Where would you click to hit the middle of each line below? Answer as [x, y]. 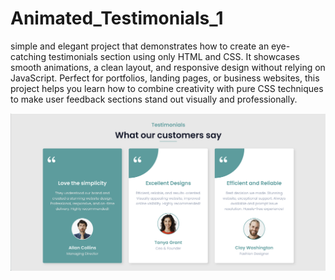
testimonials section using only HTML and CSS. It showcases [174, 56]
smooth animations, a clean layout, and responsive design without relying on [168, 67]
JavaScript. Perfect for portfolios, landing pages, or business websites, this [165, 78]
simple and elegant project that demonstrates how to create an [140, 46]
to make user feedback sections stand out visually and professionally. [154, 99]
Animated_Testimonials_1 [117, 18]
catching [28, 56]
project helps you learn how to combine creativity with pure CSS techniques [167, 88]
